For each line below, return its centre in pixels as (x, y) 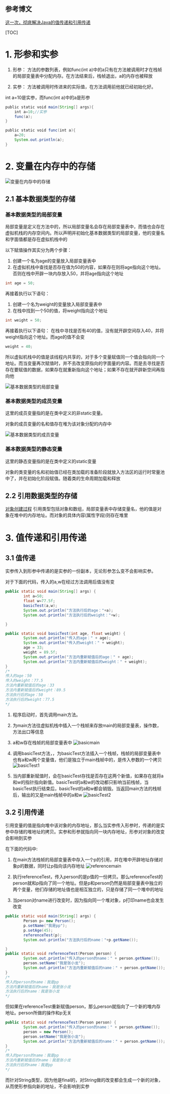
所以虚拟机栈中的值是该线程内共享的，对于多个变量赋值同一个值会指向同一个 (85, 357)
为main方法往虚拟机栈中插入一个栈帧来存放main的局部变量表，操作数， (87, 725)
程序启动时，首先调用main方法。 (47, 714)
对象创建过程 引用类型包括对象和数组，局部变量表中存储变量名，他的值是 (81, 509)
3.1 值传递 (20, 558)
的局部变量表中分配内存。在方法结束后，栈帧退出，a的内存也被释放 (82, 76)
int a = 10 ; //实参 (31, 112)
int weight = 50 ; (24, 320)
